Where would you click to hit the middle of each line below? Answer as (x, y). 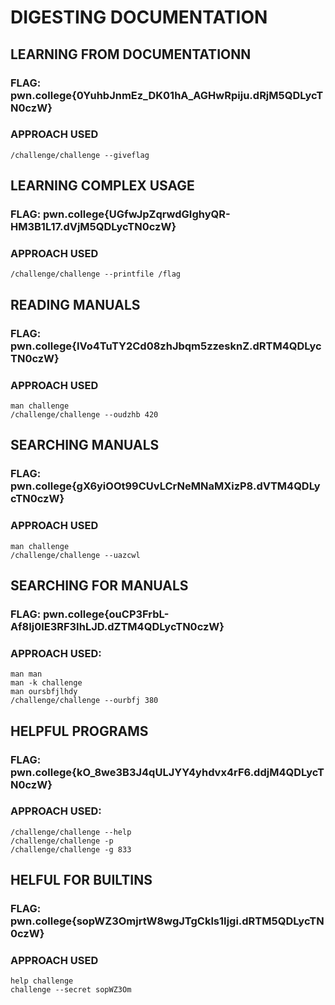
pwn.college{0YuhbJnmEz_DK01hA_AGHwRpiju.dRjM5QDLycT (167, 95)
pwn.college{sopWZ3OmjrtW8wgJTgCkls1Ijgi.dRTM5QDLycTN (167, 921)
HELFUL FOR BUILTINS (81, 880)
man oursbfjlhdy (44, 692)
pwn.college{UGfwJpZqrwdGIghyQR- (136, 214)
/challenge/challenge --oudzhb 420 (84, 415)
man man (26, 674)
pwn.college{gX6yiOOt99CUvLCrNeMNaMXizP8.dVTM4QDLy (165, 486)
